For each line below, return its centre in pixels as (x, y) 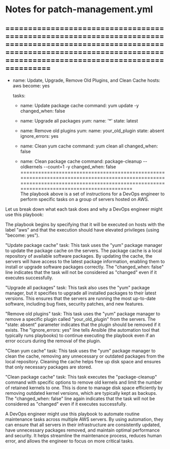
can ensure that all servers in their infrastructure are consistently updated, (83, 425)
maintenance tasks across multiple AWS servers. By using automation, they (84, 419)
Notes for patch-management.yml (79, 9)
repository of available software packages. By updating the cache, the (79, 256)
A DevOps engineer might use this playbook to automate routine (73, 414)
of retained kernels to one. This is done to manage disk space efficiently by (84, 388)
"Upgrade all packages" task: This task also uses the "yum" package (78, 288)
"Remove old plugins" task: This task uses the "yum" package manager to (83, 314)
